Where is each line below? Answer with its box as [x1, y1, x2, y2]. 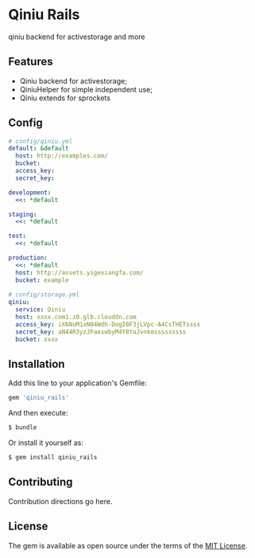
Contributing [8, 475, 73, 489]
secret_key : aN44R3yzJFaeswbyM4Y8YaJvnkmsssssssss [15, 328, 187, 336]
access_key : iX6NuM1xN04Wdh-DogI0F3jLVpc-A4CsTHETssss [15, 320, 201, 328]
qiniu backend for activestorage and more [8, 32, 145, 41]
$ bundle [8, 423, 37, 431]
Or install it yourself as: [8, 438, 83, 447]
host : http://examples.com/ [15, 152, 109, 160]
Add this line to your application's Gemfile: [8, 378, 147, 388]
